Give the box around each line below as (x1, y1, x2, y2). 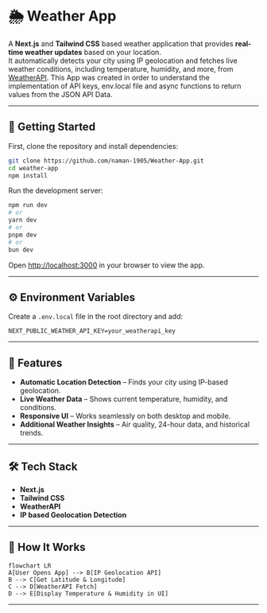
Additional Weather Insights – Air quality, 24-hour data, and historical (19, 420, 250, 429)
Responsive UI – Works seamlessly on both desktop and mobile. (19, 412, 231, 421)
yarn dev (8, 217, 37, 225)
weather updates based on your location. (25, 47, 161, 57)
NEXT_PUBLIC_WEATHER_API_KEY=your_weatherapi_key (8, 327, 176, 335)
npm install (8, 171, 48, 180)
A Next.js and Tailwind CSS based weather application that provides (8, 38, 234, 49)
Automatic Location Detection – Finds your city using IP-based (19, 377, 228, 387)
